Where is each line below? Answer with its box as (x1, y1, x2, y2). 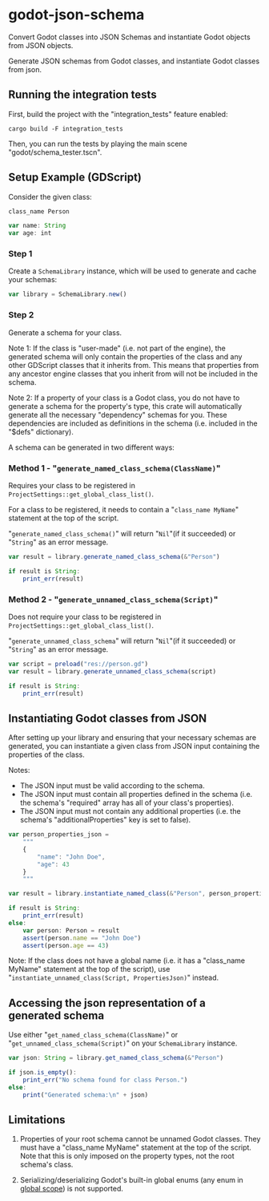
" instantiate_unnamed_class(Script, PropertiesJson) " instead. (8, 973, 219, 983)
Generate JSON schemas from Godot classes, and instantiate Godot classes (8, 56, 260, 66)
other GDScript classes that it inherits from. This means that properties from (8, 360, 259, 370)
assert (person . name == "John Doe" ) (22, 934, 142, 942)
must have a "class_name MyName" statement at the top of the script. (19, 1142, 252, 1152)
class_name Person (8, 207, 70, 216)
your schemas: (8, 275, 58, 285)
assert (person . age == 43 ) (22, 941, 110, 949)
